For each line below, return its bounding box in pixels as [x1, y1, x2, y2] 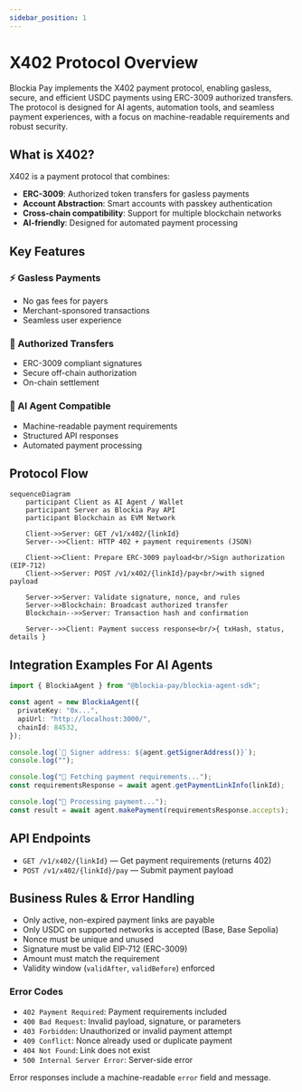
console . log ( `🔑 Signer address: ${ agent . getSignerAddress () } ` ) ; [9, 748, 257, 757]
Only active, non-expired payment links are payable [22, 914, 215, 925]
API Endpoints [9, 831, 91, 846]
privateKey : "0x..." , [17, 706, 99, 716]
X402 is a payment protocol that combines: [9, 171, 170, 182]
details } [9, 633, 47, 642]
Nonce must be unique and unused [22, 934, 154, 945]
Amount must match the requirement [22, 953, 160, 964]
